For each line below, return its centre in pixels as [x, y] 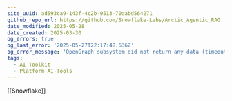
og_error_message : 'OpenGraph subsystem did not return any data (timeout [117, 52]
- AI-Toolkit [32, 65]
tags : [15, 58]
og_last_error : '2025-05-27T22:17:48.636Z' [71, 45]
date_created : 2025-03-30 [44, 33]
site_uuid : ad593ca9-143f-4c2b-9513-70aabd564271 [80, 13]
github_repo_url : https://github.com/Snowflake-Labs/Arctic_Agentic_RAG [114, 20]
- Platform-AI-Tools [43, 71]
